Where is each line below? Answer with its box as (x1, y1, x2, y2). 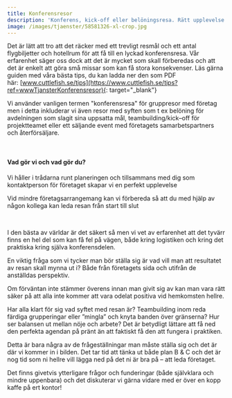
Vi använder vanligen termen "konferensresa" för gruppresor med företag (7, 99, 217, 108)
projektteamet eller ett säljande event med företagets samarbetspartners (7, 122, 215, 130)
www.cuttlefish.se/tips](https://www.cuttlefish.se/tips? (21, 79, 178, 87)
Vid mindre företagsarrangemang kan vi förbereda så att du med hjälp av (7, 194, 215, 202)
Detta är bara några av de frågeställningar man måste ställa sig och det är (7, 340, 217, 349)
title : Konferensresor (7, 10, 73, 17)
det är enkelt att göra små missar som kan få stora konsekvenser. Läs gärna (7, 64, 224, 73)
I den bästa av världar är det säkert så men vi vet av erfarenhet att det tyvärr (7, 228, 225, 236)
